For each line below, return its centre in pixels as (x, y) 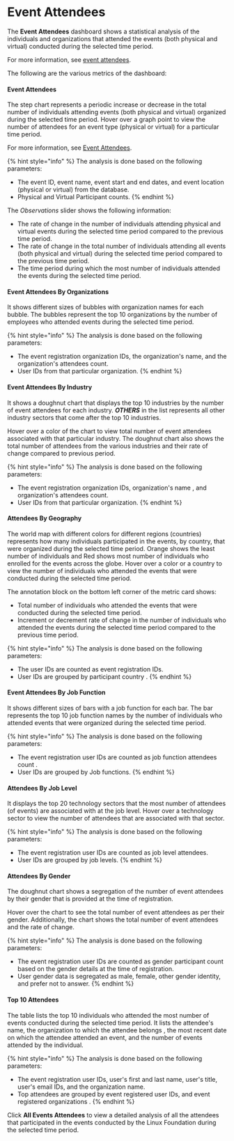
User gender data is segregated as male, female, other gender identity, (119, 977)
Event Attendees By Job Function (56, 692)
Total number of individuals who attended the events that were (107, 605)
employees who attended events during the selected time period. (101, 322)
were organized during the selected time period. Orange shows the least (111, 548)
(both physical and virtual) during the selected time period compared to (120, 254)
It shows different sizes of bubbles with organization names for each (106, 307)
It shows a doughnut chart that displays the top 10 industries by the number (116, 403)
